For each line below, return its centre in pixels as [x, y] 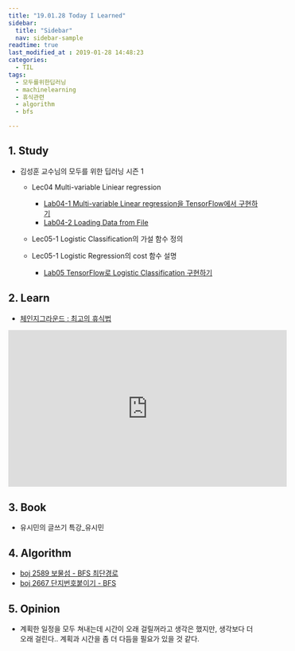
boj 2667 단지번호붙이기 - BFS [68, 583]
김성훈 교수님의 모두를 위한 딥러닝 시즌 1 [82, 171]
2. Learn [29, 298]
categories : [28, 60]
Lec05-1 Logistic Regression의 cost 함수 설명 [104, 255]
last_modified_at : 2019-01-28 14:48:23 [76, 53]
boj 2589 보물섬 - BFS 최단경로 [69, 573]
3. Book [27, 507]
